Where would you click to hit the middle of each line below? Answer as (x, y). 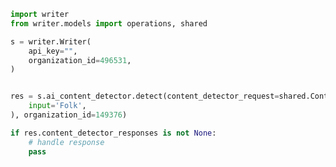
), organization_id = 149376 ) (69, 115)
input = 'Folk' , (57, 106)
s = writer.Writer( (51, 41)
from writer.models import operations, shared (109, 23)
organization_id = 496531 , (80, 60)
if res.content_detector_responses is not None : (113, 133)
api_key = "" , (53, 51)
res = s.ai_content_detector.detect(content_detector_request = (145, 96)
